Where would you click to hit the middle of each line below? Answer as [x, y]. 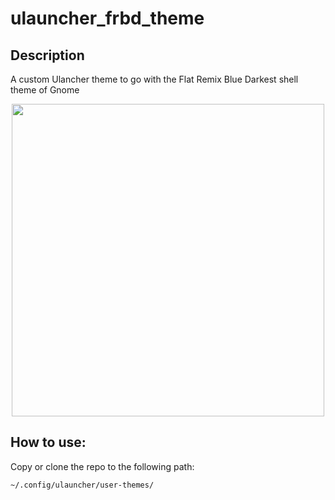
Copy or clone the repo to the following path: [102, 466]
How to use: [48, 442]
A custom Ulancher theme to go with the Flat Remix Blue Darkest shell [154, 79]
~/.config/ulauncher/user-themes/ [82, 485]
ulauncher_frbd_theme [107, 18]
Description [47, 55]
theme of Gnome [45, 90]
